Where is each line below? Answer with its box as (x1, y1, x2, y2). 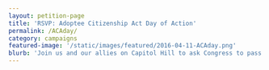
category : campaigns (8, 34, 78, 43)
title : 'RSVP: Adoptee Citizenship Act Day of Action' (8, 19, 197, 27)
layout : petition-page (8, 11, 85, 20)
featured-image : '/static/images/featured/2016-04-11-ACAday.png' (8, 42, 237, 50)
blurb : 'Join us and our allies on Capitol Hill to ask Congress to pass (8, 49, 263, 57)
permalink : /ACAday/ (8, 27, 78, 35)
